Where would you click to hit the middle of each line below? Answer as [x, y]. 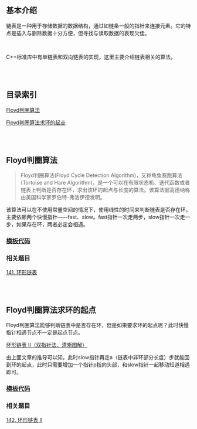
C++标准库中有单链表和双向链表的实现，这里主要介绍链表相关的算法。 [91, 57]
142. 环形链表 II [24, 420]
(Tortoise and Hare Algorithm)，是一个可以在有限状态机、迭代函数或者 [105, 183]
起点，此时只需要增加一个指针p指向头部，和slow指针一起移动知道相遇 [106, 365]
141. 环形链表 [22, 272]
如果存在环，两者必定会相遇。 [52, 224]
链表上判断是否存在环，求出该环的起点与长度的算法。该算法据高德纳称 [105, 190]
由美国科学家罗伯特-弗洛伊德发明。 [63, 198]
